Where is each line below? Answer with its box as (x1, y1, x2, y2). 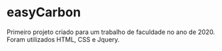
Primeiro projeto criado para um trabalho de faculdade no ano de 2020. (6, 28, 216, 36)
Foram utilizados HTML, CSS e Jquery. (6, 35, 120, 43)
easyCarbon (6, 4, 81, 21)
